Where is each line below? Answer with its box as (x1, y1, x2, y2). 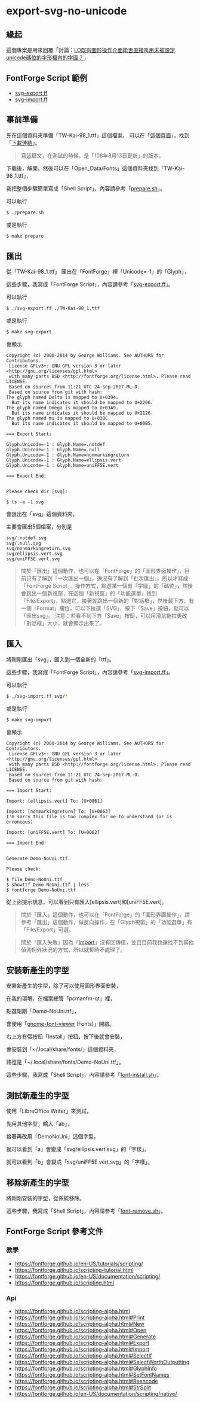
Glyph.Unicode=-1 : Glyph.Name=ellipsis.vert (6, 457, 121, 463)
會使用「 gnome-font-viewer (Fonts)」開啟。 (6, 1021, 115, 1028)
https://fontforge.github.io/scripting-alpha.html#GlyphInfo (14, 1365, 157, 1372)
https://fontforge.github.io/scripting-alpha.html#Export (14, 1339, 150, 1346)
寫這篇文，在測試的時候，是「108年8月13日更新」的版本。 (20, 151, 164, 159)
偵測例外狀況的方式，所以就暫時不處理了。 (20, 946, 126, 953)
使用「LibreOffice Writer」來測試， (6, 1107, 93, 1114)
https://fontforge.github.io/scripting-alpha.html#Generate (14, 1333, 156, 1340)
